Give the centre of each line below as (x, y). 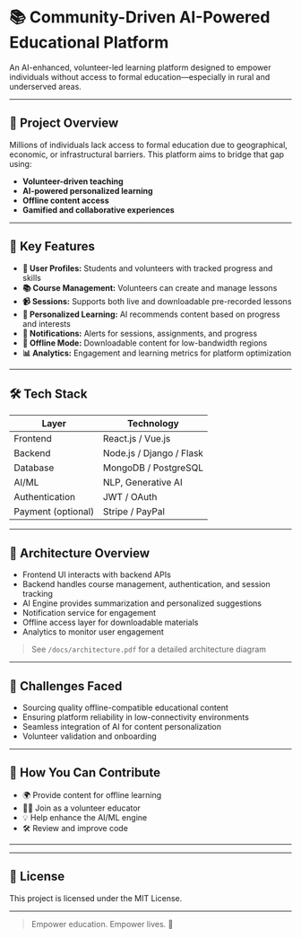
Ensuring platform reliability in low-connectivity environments (135, 717)
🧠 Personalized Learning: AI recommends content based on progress (151, 314)
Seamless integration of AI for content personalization (122, 727)
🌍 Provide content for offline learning (92, 794)
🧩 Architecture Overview (80, 553)
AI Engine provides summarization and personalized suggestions (142, 603)
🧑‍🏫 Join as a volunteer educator (82, 808)
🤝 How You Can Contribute (85, 773)
